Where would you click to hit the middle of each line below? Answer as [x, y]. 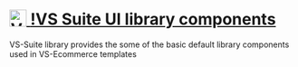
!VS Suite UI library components [153, 19]
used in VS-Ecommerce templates [73, 53]
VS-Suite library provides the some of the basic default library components [149, 44]
